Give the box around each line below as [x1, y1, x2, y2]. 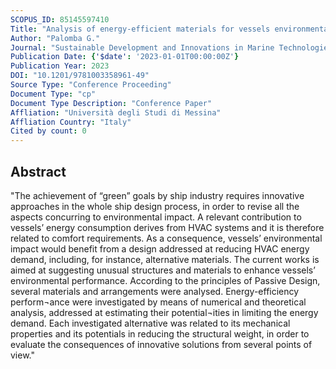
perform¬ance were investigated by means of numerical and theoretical [10, 296, 307, 308]
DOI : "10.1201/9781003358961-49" [10, 71, 150, 81]
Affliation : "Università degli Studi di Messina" [10, 107, 222, 118]
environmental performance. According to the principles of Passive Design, [10, 274, 321, 286]
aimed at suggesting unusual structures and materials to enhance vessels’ [10, 264, 316, 276]
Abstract [10, 163, 67, 180]
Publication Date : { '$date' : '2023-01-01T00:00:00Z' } [10, 52, 240, 62]
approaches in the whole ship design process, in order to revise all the [10, 200, 300, 212]
